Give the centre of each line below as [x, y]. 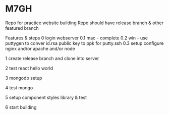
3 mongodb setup [24, 78]
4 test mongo [19, 88]
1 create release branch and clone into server [52, 58]
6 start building [21, 107]
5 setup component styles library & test [46, 97]
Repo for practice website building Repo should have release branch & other [84, 23]
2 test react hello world [29, 68]
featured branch [22, 28]
